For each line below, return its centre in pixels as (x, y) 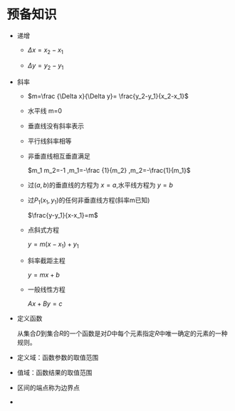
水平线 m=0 (45, 110)
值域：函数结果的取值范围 (54, 373)
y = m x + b (43, 275)
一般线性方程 (46, 289)
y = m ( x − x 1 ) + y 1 (53, 245)
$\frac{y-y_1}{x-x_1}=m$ (63, 215)
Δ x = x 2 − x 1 (45, 50)
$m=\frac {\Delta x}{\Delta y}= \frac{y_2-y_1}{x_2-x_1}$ (108, 96)
